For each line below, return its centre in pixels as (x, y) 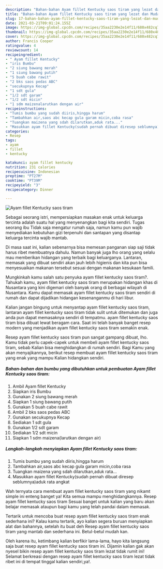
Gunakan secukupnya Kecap (41, 417)
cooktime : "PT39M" (24, 181)
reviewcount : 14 (22, 50)
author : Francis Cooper (30, 41)
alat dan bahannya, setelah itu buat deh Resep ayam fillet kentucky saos (77, 526)
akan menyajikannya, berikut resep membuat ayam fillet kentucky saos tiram (82, 353)
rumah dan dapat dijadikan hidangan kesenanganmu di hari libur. (70, 298)
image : (12, 28)
